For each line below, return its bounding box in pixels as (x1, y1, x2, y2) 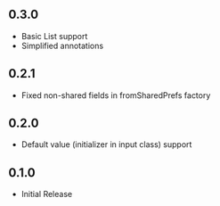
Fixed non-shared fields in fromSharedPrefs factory (20, 89, 211, 101)
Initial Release (20, 189, 73, 200)
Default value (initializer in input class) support (20, 139, 192, 150)
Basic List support (20, 30, 88, 41)
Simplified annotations (20, 40, 104, 51)
